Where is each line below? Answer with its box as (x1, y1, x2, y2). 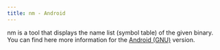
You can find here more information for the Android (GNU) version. (7, 35, 195, 44)
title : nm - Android (7, 9, 66, 17)
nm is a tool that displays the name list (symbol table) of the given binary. (7, 28, 214, 36)
